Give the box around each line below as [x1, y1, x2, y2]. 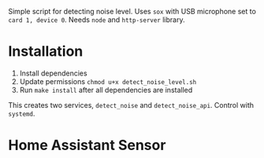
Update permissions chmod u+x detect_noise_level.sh [19, 76, 197, 86]
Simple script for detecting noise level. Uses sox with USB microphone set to [8, 7, 256, 16]
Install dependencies [19, 68, 88, 78]
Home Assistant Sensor [8, 137, 166, 154]
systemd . [8, 108, 35, 118]
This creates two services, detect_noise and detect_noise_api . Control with [8, 100, 255, 109]
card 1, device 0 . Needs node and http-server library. [8, 15, 185, 24]
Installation [8, 42, 84, 61]
